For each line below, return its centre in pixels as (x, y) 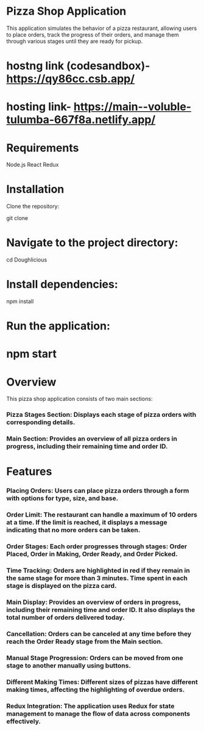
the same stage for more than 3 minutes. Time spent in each (97, 578)
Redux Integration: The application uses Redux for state (90, 706)
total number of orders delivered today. (65, 617)
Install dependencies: (62, 285)
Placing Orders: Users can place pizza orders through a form (98, 491)
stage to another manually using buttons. (69, 666)
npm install (20, 301)
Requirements (43, 148)
